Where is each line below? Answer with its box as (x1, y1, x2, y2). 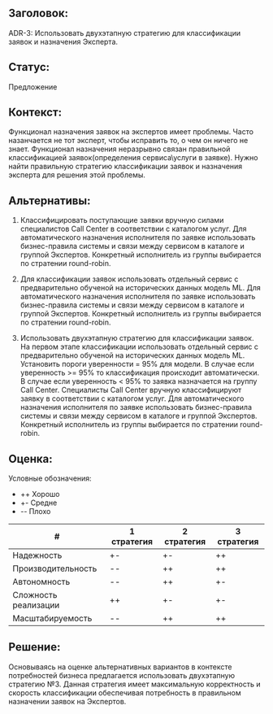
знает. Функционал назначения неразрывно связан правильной (8, 144, 231, 154)
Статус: (8, 60, 50, 74)
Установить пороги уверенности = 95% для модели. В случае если (19, 359, 254, 369)
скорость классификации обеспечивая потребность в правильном (8, 687, 241, 698)
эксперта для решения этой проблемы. (8, 170, 146, 180)
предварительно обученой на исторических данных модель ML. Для (19, 283, 262, 293)
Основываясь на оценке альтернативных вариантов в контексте (8, 662, 233, 672)
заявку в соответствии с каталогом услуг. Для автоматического (19, 394, 245, 403)
